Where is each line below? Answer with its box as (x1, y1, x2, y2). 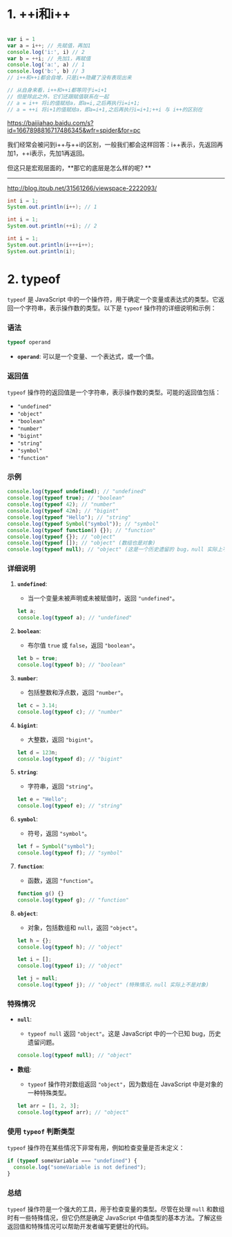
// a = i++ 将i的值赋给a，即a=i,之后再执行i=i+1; (7, 100, 140, 107)
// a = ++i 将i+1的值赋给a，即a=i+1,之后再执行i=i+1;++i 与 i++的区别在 (7, 106, 203, 113)
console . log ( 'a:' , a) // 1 (7, 62, 85, 68)
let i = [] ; (17, 956, 52, 963)
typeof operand (7, 338, 51, 346)
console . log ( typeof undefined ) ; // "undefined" (7, 488, 147, 495)
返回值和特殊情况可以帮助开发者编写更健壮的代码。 (7, 1222, 153, 1231)
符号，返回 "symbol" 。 (27, 830, 91, 838)
